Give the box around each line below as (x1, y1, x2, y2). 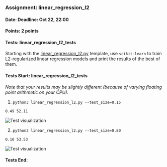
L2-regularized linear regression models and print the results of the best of (5, 56, 160, 62)
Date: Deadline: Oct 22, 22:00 (5, 17, 69, 23)
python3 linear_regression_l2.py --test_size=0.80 (12, 128, 121, 133)
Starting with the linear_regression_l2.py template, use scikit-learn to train (5, 51, 162, 57)
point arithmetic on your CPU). (5, 89, 69, 95)
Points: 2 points (5, 28, 39, 34)
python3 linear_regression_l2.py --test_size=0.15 (12, 100, 121, 105)
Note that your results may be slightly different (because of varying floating (5, 84, 162, 90)
